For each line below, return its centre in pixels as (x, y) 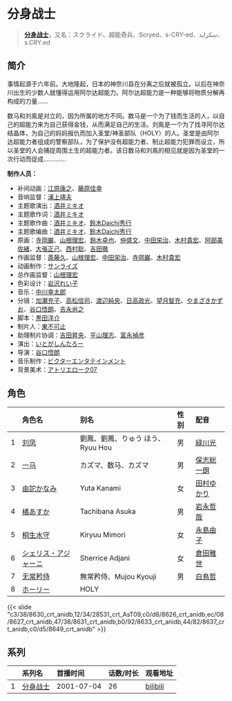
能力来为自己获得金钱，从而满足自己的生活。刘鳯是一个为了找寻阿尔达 (125, 124)
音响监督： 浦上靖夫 (45, 197)
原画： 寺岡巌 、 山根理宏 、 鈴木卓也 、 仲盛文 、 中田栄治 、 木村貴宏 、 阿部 (117, 240)
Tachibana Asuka (108, 511)
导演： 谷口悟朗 (38, 352)
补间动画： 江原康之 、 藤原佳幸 (59, 188)
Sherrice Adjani (105, 558)
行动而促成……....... (40, 159)
